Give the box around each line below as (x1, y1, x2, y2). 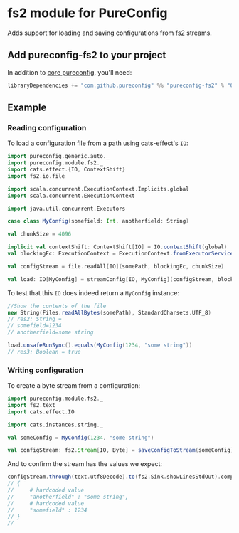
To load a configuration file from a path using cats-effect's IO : (7, 139, 188, 147)
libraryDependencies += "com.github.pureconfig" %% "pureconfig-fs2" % (7, 82, 224, 89)
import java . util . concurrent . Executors (7, 205, 126, 212)
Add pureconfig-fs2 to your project (7, 49, 166, 61)
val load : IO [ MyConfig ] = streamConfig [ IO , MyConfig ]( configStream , (7, 275, 215, 283)
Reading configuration (7, 122, 87, 132)
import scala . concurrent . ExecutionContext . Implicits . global (7, 185, 190, 193)
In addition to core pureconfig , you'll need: (7, 68, 132, 76)
